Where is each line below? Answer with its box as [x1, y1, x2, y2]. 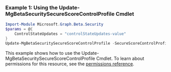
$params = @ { [5, 27, 33, 32]
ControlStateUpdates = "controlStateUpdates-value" [14, 31, 126, 37]
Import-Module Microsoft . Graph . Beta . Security [5, 22, 103, 27]
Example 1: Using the [5, 4, 58, 11]
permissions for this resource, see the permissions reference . [5, 60, 134, 67]
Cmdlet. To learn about [96, 55, 145, 61]
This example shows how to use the [5, 50, 80, 56]
